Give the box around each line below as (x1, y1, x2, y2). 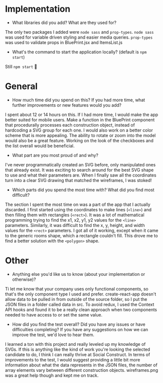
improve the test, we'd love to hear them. (12, 332, 94, 338)
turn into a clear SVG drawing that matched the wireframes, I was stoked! (5, 177, 152, 183)
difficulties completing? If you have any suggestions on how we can (12, 326, 148, 332)
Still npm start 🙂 (5, 64, 37, 69)
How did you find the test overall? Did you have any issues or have (12, 321, 145, 327)
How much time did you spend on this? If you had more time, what (12, 97, 145, 103)
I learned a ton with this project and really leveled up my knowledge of (5, 341, 146, 347)
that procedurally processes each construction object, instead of (5, 122, 135, 128)
